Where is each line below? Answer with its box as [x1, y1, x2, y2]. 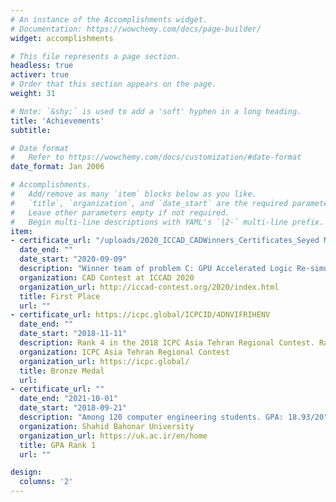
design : [10, 467, 43, 478]
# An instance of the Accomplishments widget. [10, 14, 208, 25]
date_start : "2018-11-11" [19, 329, 128, 339]
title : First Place [19, 291, 101, 301]
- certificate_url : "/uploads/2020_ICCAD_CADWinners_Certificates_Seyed [10, 236, 320, 246]
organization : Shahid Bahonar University [19, 421, 195, 431]
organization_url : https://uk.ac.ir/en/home [19, 431, 208, 441]
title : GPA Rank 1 [19, 440, 97, 450]
